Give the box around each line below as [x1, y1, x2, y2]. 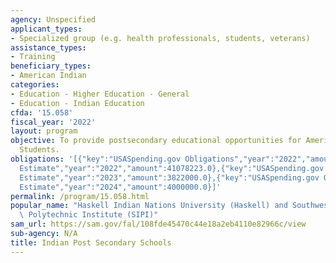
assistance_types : [10, 42, 87, 53]
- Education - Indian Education [10, 98, 145, 108]
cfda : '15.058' [10, 107, 74, 118]
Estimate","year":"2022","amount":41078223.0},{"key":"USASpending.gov [19, 163, 325, 173]
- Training [10, 52, 56, 62]
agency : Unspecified [10, 14, 97, 25]
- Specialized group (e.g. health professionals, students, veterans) [10, 33, 311, 43]
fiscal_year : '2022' [10, 117, 97, 127]
